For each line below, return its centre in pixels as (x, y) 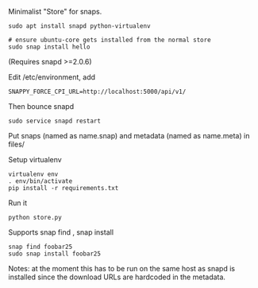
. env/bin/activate (40, 181)
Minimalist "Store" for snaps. (55, 12)
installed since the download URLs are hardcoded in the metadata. (117, 277)
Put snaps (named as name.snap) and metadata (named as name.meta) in (129, 136)
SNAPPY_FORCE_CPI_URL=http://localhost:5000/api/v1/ (97, 91)
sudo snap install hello (49, 47)
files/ (17, 144)
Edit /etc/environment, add (52, 77)
